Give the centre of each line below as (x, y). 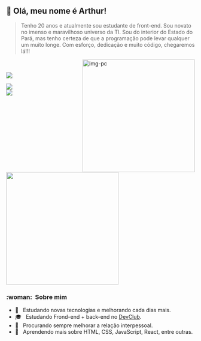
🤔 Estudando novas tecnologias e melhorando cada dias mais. (93, 310)
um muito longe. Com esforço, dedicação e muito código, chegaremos (108, 44)
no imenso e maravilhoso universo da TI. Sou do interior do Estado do (107, 32)
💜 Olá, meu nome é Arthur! (57, 11)
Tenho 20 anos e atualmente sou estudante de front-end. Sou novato (106, 25)
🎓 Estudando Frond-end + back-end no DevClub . (78, 317)
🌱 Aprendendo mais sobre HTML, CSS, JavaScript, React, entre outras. (104, 332)
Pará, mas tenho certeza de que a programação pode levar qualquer (105, 38)
